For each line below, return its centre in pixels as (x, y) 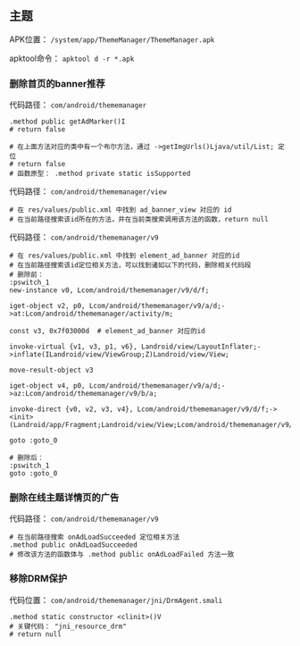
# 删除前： (27, 275)
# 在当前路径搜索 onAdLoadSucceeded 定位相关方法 (95, 537)
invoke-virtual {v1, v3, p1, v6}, (74, 347)
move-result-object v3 (51, 370)
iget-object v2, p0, (48, 306)
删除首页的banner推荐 (57, 83)
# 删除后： (27, 458)
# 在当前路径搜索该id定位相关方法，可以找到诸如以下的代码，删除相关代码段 (130, 265)
